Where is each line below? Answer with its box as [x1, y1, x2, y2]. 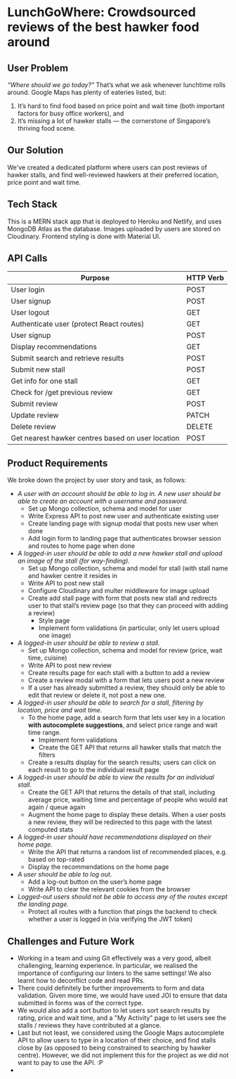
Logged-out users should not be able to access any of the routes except [17, 893, 228, 901]
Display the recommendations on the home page [27, 863, 169, 871]
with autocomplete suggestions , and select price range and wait [27, 721, 218, 729]
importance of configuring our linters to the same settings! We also [17, 969, 212, 977]
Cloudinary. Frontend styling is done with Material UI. [7, 232, 161, 240]
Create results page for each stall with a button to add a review [27, 669, 211, 677]
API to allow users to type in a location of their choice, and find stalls [17, 1036, 216, 1045]
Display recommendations [11, 342, 97, 352]
